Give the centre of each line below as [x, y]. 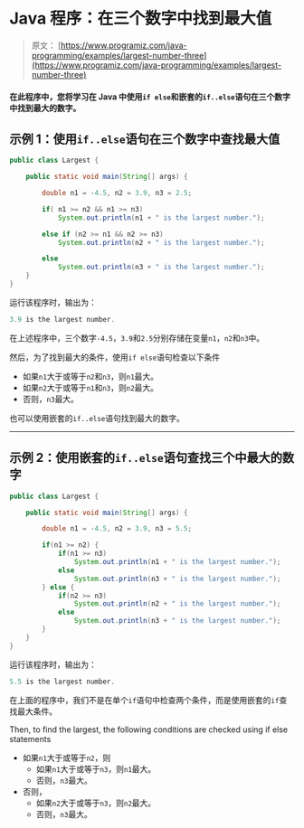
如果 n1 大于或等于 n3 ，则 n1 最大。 [96, 768]
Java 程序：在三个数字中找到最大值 [141, 19]
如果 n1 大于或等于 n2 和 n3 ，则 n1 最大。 [90, 376]
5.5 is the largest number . [62, 682]
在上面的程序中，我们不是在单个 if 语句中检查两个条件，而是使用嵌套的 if [144, 700]
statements [30, 739]
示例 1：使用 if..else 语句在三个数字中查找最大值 [145, 139]
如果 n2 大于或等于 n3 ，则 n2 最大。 [96, 803]
